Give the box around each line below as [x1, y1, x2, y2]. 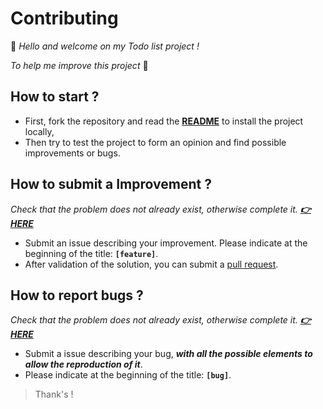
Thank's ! [34, 388, 74, 401]
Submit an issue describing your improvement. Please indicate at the [24, 237, 308, 249]
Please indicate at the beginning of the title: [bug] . [24, 369, 232, 381]
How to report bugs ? [10, 287, 144, 304]
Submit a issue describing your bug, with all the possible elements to [24, 348, 313, 360]
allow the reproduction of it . [24, 358, 143, 371]
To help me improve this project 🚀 [10, 59, 149, 71]
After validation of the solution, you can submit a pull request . [24, 258, 279, 270]
